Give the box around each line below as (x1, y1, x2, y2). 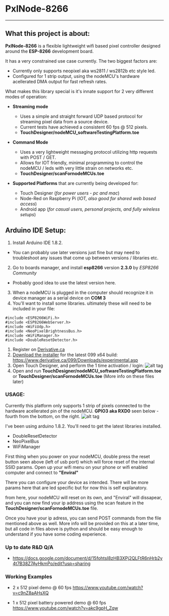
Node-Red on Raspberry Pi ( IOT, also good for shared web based (20, 195, 156, 201)
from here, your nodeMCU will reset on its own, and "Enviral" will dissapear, (5, 494, 162, 500)
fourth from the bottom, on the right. (5, 413, 80, 419)
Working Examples (5, 573, 52, 580)
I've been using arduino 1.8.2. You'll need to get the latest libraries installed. (5, 423, 162, 429)
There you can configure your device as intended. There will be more (5, 479, 149, 485)
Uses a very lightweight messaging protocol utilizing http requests (20, 149, 157, 155)
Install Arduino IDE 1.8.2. (12, 240, 63, 246)
